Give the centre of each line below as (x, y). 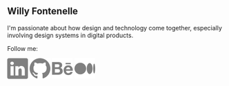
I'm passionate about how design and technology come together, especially (115, 28)
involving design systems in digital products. (70, 35)
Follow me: (22, 48)
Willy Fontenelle (42, 11)
